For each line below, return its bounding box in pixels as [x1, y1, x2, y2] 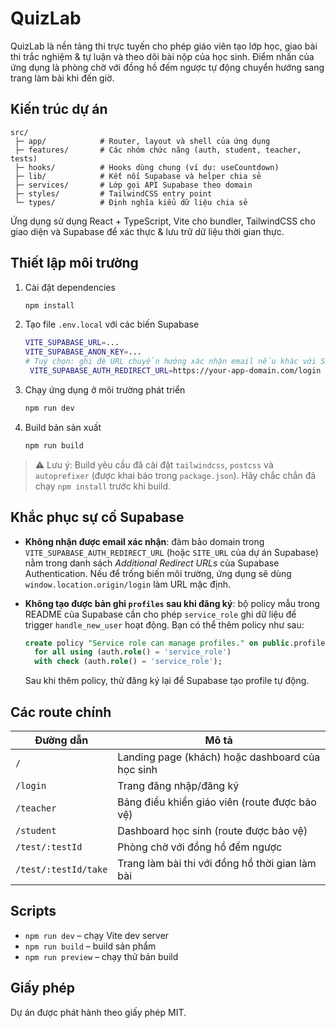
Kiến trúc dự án [10, 101, 108, 118]
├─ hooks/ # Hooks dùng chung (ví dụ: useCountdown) [14, 162, 280, 172]
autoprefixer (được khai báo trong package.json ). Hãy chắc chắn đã [34, 469, 317, 481]
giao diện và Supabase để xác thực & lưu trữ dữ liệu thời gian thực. [10, 225, 285, 237]
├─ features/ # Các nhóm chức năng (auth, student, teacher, [14, 145, 302, 155]
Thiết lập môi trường [10, 255, 139, 272]
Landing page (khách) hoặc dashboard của [117, 750, 321, 764]
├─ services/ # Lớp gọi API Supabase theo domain [14, 180, 253, 190]
